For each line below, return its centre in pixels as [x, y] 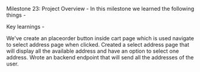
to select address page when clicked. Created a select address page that [98, 45]
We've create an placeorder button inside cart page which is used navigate [100, 38]
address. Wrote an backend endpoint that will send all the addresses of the [100, 57]
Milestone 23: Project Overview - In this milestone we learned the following [100, 9]
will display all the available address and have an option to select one [93, 51]
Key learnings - [25, 27]
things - [16, 15]
